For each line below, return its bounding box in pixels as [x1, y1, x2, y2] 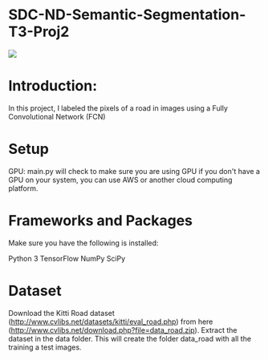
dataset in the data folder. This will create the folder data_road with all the [8, 334, 251, 343]
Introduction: [8, 77, 98, 95]
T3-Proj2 [8, 22, 70, 41]
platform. [8, 183, 39, 193]
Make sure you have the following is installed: [8, 238, 159, 248]
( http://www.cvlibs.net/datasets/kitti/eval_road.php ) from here [8, 317, 213, 326]
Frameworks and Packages [8, 212, 193, 229]
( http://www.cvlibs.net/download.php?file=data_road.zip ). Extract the [8, 325, 238, 334]
